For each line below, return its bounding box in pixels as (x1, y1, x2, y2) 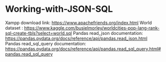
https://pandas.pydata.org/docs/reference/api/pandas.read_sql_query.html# (5, 46, 161, 52)
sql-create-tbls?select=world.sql (5, 30, 72, 36)
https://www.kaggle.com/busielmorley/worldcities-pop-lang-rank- (24, 25, 160, 31)
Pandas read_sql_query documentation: (5, 40, 86, 46)
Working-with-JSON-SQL (5, 3, 113, 15)
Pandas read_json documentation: (73, 30, 143, 36)
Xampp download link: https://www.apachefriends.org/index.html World (5, 20, 152, 26)
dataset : (5, 25, 23, 31)
